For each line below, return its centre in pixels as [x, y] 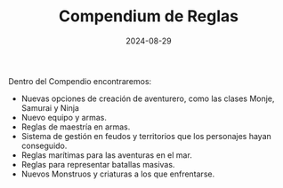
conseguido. [44, 145]
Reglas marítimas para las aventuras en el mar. [106, 155]
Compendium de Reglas [149, 16]
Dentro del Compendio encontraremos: [80, 81]
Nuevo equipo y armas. [64, 117]
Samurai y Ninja [50, 107]
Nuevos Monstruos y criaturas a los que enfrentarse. [118, 174]
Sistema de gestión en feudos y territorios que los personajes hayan [146, 136]
